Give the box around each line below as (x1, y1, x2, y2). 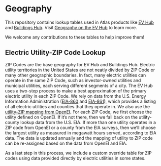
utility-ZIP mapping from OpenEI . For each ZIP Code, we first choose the (5, 109, 152, 115)
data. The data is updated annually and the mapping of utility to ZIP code (5, 135, 153, 141)
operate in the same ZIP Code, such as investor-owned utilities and (5, 77, 141, 83)
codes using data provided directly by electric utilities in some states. (5, 155, 146, 161)
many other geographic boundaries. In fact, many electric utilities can (5, 72, 146, 78)
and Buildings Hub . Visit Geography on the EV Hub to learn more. (5, 24, 137, 30)
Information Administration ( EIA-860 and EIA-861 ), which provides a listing (5, 98, 156, 104)
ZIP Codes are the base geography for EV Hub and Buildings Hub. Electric (5, 61, 155, 67)
